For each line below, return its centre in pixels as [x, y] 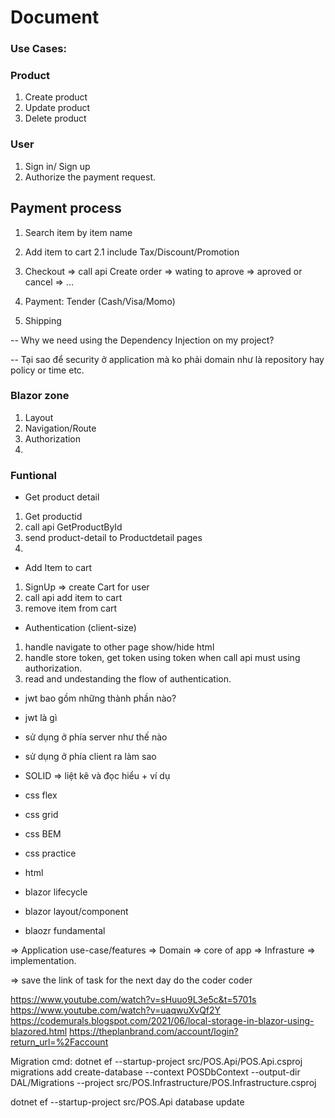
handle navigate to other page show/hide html [119, 647]
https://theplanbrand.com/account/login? [154, 1032]
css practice [50, 853]
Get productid [53, 517]
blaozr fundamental [65, 931]
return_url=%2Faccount [59, 1042]
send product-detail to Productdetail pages [113, 538]
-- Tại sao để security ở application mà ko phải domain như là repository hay [167, 359]
